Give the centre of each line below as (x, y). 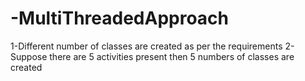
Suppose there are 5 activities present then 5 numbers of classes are (152, 56)
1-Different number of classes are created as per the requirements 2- (152, 46)
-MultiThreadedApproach (120, 18)
